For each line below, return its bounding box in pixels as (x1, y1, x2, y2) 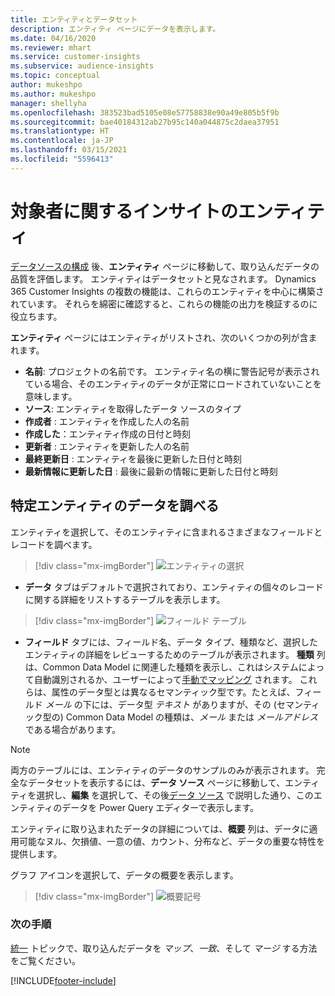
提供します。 (10, 847, 63, 860)
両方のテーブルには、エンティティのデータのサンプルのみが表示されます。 (10, 764, 315, 776)
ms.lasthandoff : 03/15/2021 (10, 145, 128, 155)
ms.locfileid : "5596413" (10, 154, 114, 164)
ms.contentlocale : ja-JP (10, 136, 114, 146)
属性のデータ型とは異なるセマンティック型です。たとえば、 (51, 686, 296, 698)
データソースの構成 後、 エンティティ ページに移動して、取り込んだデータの (10, 260, 320, 272)
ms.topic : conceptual (10, 71, 101, 81)
